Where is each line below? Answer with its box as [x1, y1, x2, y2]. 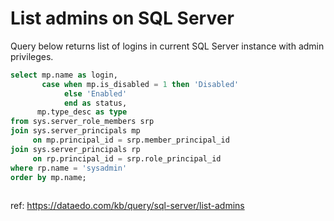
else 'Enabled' [63, 88, 128, 99]
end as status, [63, 98, 128, 108]
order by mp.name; [10, 172, 87, 182]
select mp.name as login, [10, 70, 118, 80]
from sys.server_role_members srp [10, 117, 155, 127]
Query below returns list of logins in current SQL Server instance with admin [10, 40, 325, 52]
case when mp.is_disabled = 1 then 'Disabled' [41, 79, 240, 89]
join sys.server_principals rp [10, 144, 141, 154]
